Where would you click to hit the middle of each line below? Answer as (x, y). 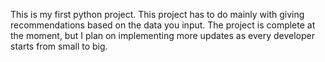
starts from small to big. (59, 46)
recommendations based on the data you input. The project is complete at (163, 25)
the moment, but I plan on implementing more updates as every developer (162, 35)
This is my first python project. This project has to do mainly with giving (157, 14)
